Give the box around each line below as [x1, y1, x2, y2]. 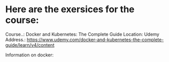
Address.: [5, 37, 26, 43]
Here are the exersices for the [5, 4, 135, 15]
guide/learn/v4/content [5, 42, 55, 48]
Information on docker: [5, 52, 54, 58]
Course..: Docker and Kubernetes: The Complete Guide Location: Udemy [5, 31, 160, 37]
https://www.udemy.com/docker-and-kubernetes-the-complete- [26, 37, 164, 43]
